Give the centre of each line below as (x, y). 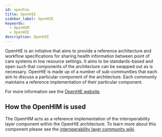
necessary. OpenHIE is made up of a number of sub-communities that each (81, 71)
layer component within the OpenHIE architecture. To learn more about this (81, 124)
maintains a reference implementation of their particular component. (74, 82)
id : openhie (17, 10)
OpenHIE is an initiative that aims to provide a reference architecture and (78, 51)
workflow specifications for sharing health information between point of (78, 56)
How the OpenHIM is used (46, 107)
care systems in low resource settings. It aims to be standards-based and (79, 61)
